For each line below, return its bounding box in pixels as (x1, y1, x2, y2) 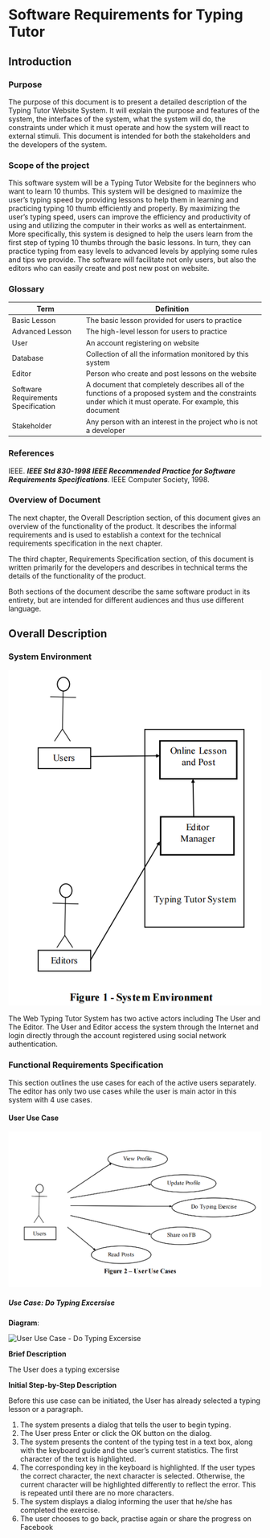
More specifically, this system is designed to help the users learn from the (8, 229, 253, 239)
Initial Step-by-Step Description (8, 1380, 117, 1389)
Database (11, 354, 44, 363)
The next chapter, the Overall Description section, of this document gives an (8, 513, 261, 522)
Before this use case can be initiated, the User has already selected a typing (8, 1396, 261, 1405)
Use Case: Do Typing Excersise (8, 1298, 115, 1307)
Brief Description (8, 1348, 67, 1359)
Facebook (19, 1522, 54, 1532)
